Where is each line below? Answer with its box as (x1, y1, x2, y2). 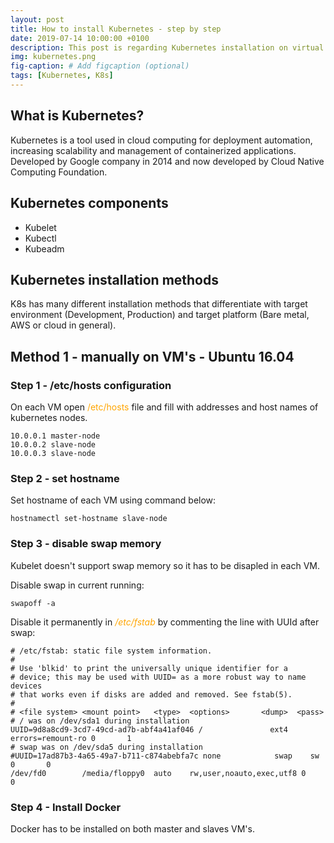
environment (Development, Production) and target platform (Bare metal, (10, 309, 310, 321)
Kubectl (24, 232, 57, 244)
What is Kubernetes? (10, 107, 145, 125)
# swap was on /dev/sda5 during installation (10, 742, 203, 752)
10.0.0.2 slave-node (10, 440, 97, 450)
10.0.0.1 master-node (10, 431, 101, 441)
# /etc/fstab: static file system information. (10, 646, 213, 656)
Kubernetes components (10, 195, 169, 212)
